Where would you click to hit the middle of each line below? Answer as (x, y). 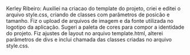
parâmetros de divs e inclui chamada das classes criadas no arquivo (89, 39)
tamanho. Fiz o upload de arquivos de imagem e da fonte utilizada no (90, 21)
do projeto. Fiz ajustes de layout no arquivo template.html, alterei (85, 33)
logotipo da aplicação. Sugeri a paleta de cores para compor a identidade (95, 27)
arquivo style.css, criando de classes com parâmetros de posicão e (88, 15)
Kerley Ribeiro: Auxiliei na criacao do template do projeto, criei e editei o (94, 8)
